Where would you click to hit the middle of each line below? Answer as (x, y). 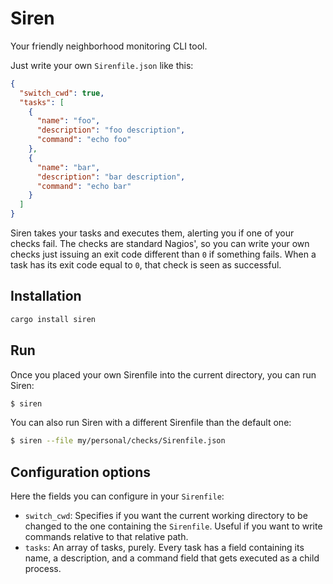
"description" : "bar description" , (111, 177)
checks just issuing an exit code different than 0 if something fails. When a (163, 254)
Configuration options (81, 472)
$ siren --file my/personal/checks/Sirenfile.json (118, 441)
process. (43, 569)
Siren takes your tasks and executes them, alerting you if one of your (152, 233)
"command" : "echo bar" (84, 186)
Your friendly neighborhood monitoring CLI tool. (109, 46)
